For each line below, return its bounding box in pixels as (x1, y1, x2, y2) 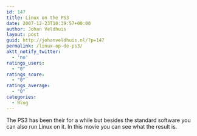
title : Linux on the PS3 (6, 15, 69, 21)
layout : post (6, 32, 40, 38)
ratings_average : (6, 83, 50, 89)
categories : (6, 94, 36, 100)
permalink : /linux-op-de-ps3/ (6, 43, 83, 49)
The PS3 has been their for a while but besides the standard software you (6, 116, 191, 124)
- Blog (12, 99, 29, 106)
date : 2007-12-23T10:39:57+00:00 (6, 20, 91, 26)
